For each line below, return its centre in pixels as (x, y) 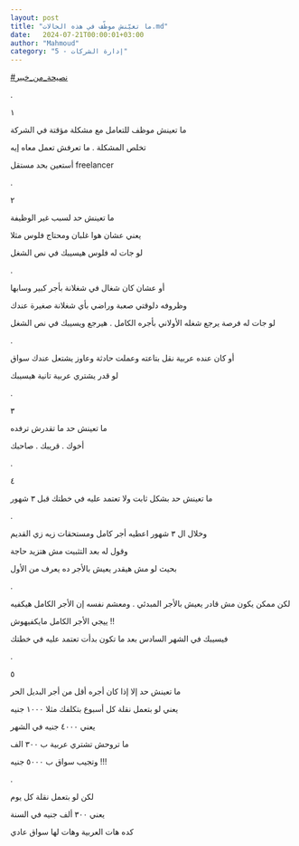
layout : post (35, 18)
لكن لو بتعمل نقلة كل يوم (52, 797)
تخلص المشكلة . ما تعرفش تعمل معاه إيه (79, 148)
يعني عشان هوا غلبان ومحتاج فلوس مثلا (76, 236)
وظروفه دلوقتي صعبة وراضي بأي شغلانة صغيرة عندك (99, 305)
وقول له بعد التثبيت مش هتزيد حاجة (70, 551)
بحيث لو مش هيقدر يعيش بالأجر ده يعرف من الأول (93, 569)
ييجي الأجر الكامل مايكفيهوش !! (63, 621)
